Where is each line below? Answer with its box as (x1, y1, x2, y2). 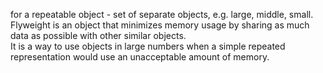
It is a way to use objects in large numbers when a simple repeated (10, 40, 286, 52)
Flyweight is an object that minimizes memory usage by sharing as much (10, 19, 310, 31)
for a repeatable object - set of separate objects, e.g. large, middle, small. (10, 9, 314, 20)
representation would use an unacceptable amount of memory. (10, 51, 270, 63)
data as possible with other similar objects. (10, 30, 187, 41)
